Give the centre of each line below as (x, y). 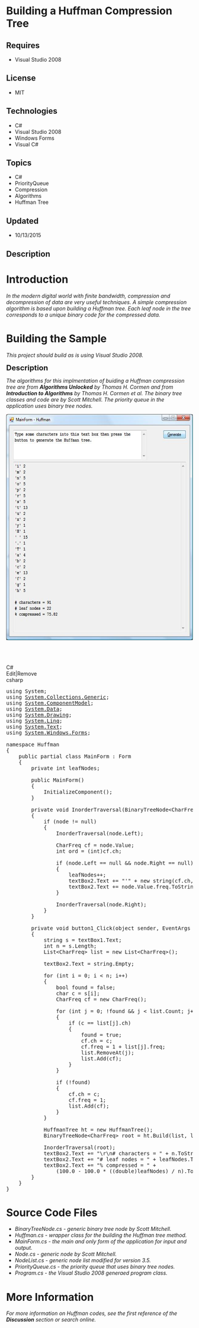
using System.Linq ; (34, 721)
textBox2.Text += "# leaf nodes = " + (100, 1159)
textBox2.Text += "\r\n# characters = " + (106, 1153)
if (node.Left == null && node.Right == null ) (125, 863)
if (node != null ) (70, 821)
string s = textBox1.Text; (83, 940)
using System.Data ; (34, 709)
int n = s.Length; (70, 946)
